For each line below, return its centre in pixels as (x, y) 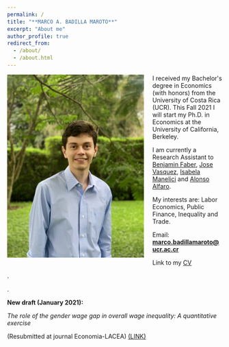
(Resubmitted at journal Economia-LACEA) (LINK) (77, 336)
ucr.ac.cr (166, 249)
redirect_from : (29, 44)
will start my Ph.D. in (181, 115)
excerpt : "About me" (37, 29)
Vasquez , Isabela (176, 171)
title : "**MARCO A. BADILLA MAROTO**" (62, 22)
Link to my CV (172, 262)
